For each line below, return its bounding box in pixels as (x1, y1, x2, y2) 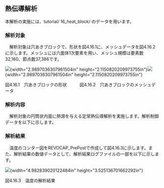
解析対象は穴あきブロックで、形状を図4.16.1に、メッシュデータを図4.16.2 (9, 44, 156, 50)
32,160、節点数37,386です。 (5, 56, 62, 62)
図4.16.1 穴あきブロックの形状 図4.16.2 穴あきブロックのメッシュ (5, 82, 152, 88)
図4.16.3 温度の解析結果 (5, 177, 55, 183)
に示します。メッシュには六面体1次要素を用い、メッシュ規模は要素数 (5, 50, 144, 56)
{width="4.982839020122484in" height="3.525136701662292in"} (10, 167, 143, 173)
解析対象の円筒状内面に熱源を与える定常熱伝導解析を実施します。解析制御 (9, 113, 159, 119)
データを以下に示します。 (5, 119, 56, 125)
